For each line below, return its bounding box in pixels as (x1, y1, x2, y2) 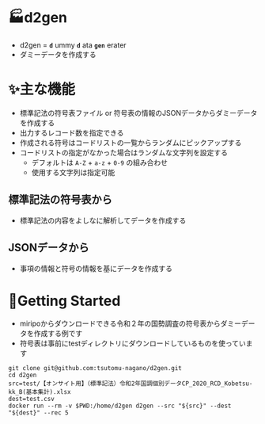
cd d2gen (8, 372, 37, 380)
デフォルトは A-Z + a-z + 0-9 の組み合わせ (31, 158, 168, 167)
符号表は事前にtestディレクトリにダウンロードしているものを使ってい (19, 338, 247, 348)
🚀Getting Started (8, 292, 121, 310)
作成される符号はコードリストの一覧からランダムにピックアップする (19, 138, 242, 147)
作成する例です (33, 329, 83, 338)
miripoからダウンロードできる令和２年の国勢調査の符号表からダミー (19, 319, 241, 328)
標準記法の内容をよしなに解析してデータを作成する (19, 216, 187, 225)
